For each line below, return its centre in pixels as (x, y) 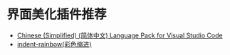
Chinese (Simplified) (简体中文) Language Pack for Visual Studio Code (120, 35)
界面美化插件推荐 (57, 14)
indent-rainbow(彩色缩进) (54, 44)
